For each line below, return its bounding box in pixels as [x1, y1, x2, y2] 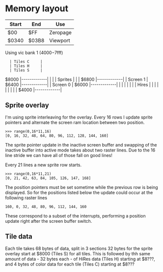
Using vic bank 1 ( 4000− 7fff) [5, 50, 63, 56]
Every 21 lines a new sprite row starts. [5, 162, 82, 168]
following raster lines [5, 195, 48, 201]
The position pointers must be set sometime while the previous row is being [5, 184, 158, 190]
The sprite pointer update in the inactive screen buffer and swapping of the [5, 142, 157, 148]
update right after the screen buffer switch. [5, 218, 92, 224]
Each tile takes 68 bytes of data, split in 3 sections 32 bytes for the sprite [5, 245, 153, 251]
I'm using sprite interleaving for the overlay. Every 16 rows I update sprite [5, 114, 153, 120]
